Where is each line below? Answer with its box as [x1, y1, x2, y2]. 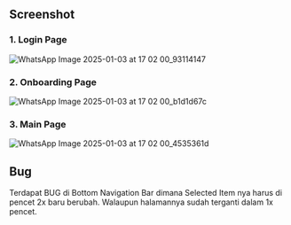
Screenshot [9, 7, 75, 22]
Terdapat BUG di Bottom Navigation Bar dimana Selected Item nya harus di [9, 188, 282, 198]
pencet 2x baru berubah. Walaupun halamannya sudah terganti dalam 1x [9, 197, 273, 207]
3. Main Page [9, 118, 67, 130]
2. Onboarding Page [9, 75, 98, 88]
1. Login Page [9, 34, 67, 46]
